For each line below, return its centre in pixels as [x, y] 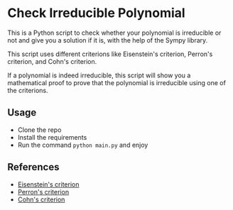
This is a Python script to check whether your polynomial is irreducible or [114, 33]
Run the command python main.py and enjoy [83, 145]
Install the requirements [52, 137]
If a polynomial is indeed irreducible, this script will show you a [99, 75]
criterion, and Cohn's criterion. [52, 61]
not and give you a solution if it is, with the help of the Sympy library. [108, 40]
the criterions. [28, 90]
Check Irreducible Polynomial [97, 13]
